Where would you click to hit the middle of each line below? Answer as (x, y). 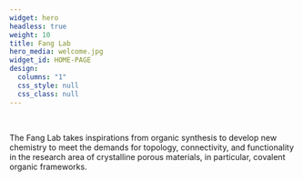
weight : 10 (30, 35)
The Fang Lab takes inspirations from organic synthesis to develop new (143, 137)
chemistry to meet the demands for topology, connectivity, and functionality (151, 147)
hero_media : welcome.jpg (56, 52)
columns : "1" (42, 77)
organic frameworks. (49, 166)
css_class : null (48, 94)
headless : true (38, 26)
